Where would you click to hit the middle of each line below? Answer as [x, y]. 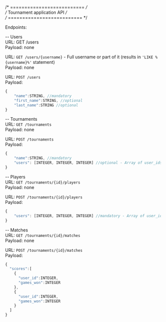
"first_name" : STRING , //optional [48, 100]
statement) [44, 62]
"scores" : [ [21, 269]
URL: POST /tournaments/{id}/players [44, 197]
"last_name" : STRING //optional [46, 105]
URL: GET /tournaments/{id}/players [43, 182]
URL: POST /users [23, 77]
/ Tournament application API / [36, 12]
